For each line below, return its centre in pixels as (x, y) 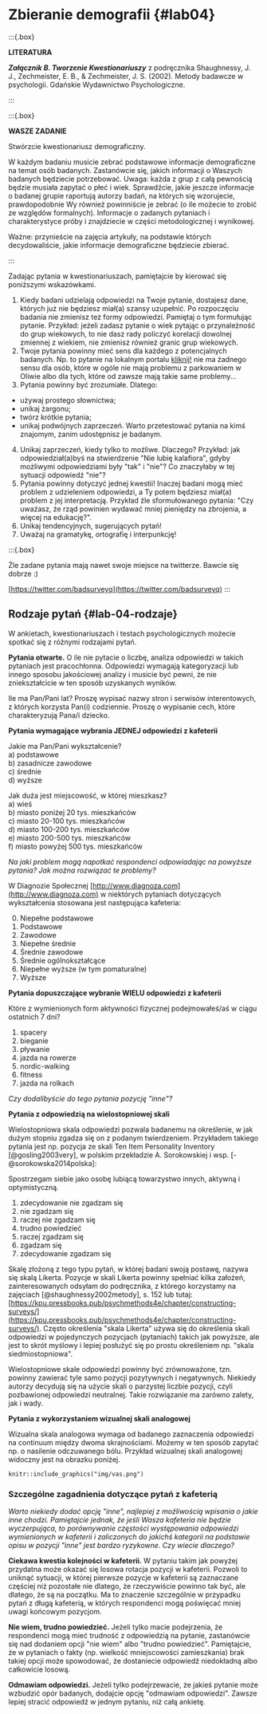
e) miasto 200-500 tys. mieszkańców (70, 837)
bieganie (34, 1040)
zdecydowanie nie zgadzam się (71, 1203)
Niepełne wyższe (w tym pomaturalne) (83, 969)
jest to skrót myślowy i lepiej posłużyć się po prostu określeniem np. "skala (131, 1345)
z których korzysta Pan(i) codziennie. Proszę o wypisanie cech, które (122, 707)
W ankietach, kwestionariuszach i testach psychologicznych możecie (122, 633)
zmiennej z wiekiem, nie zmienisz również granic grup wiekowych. (129, 342)
